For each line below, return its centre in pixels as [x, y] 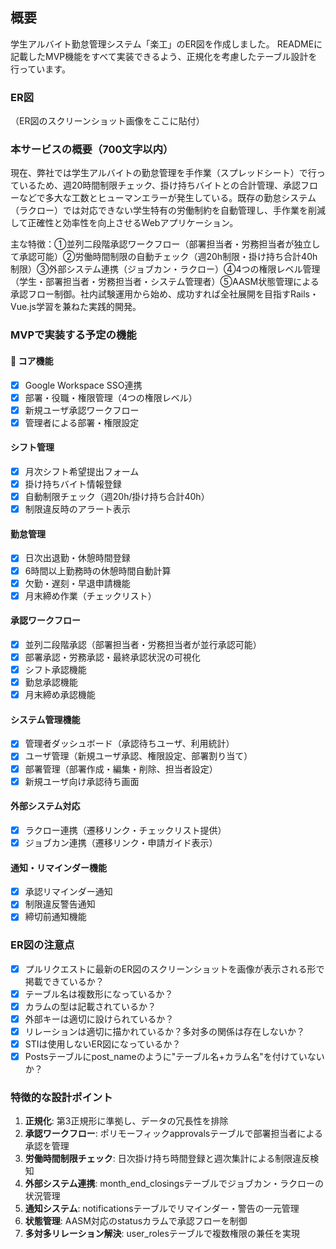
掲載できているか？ [64, 981]
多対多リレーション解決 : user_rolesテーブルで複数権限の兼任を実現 [162, 1234]
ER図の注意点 [42, 945]
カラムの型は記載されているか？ [90, 1006]
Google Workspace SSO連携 [83, 385]
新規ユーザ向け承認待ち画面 [82, 781]
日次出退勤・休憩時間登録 [77, 558]
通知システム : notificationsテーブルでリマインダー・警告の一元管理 [162, 1209]
